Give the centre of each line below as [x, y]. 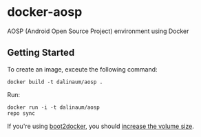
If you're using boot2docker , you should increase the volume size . [100, 126]
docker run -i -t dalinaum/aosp [53, 107]
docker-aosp [45, 12]
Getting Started [41, 53]
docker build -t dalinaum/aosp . [55, 82]
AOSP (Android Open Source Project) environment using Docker [98, 31]
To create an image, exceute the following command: [82, 69]
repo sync [21, 113]
